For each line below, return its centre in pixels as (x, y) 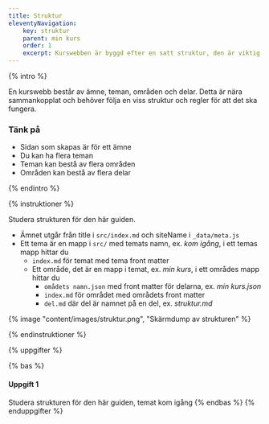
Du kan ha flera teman (57, 156)
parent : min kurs (52, 38)
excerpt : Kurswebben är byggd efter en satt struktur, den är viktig (142, 53)
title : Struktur (35, 16)
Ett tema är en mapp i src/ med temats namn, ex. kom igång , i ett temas (139, 244)
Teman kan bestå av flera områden (77, 164)
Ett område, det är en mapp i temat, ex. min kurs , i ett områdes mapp (145, 270)
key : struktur (46, 31)
